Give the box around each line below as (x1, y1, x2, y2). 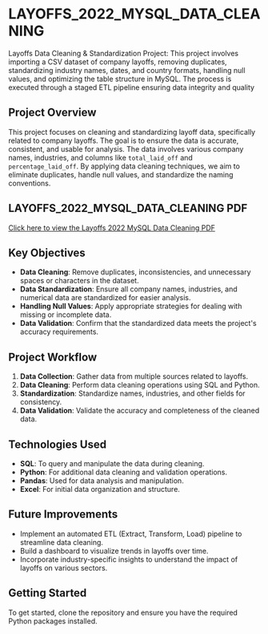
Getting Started (8, 587, 87, 600)
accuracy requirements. (19, 327, 98, 337)
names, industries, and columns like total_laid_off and (8, 152, 194, 162)
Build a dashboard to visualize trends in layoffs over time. (19, 546, 209, 555)
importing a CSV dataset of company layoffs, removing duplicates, (8, 57, 227, 67)
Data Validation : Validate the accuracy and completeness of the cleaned (19, 406, 260, 416)
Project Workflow (8, 350, 98, 364)
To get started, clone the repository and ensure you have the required (8, 608, 238, 617)
